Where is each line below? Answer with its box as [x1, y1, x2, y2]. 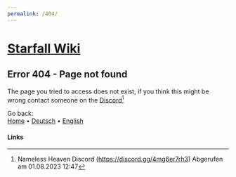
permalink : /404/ [7, 10, 58, 18]
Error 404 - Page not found [7, 68, 128, 81]
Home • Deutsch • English [7, 117, 84, 125]
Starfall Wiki [7, 40, 81, 56]
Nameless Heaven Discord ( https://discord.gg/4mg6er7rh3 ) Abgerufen [17, 155, 223, 164]
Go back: [7, 110, 34, 118]
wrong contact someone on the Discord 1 [7, 94, 124, 104]
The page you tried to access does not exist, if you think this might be [7, 87, 209, 96]
